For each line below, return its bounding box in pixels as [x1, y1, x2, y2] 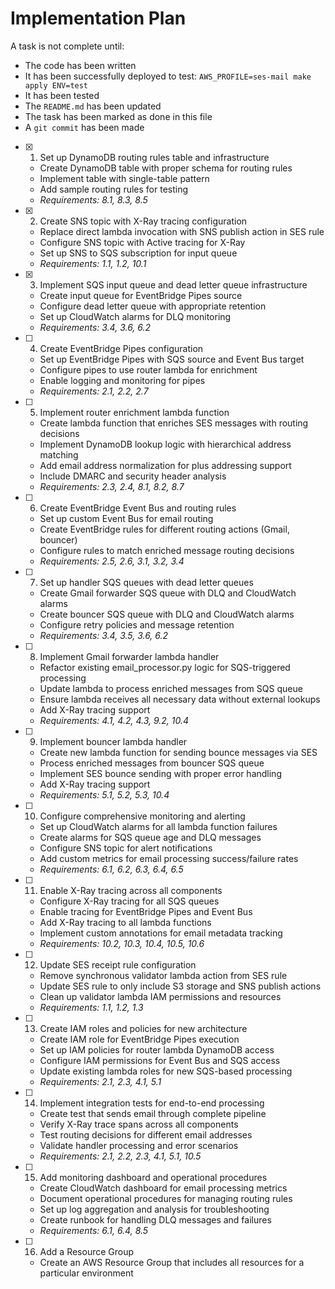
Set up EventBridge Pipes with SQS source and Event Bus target [39, 353, 305, 365]
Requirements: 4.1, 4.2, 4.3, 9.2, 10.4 [39, 714, 190, 726]
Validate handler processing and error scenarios [39, 1139, 239, 1151]
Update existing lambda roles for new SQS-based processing [39, 1065, 293, 1077]
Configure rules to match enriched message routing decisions [39, 544, 295, 556]
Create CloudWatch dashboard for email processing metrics [39, 1182, 288, 1194]
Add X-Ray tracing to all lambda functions [39, 916, 212, 928]
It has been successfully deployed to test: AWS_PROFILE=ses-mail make [24, 70, 312, 82]
